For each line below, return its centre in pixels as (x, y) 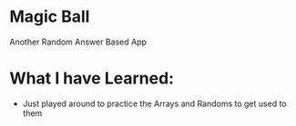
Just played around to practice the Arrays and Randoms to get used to (154, 103)
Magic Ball (50, 17)
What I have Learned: (92, 78)
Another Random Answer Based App (78, 42)
